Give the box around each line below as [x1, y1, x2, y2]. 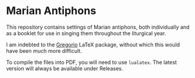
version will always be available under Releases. [6, 65, 123, 72]
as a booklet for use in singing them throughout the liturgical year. [6, 29, 167, 36]
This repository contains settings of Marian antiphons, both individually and [6, 23, 190, 30]
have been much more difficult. [6, 47, 82, 54]
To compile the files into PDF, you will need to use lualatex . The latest [6, 59, 177, 66]
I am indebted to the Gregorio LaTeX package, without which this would [6, 41, 180, 48]
